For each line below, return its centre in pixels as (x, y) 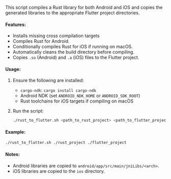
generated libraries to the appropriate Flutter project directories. (72, 13)
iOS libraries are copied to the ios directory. (59, 171)
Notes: (13, 154)
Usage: (13, 69)
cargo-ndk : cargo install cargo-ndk (58, 90)
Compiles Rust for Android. (41, 41)
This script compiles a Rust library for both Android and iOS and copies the (84, 7)
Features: (16, 24)
